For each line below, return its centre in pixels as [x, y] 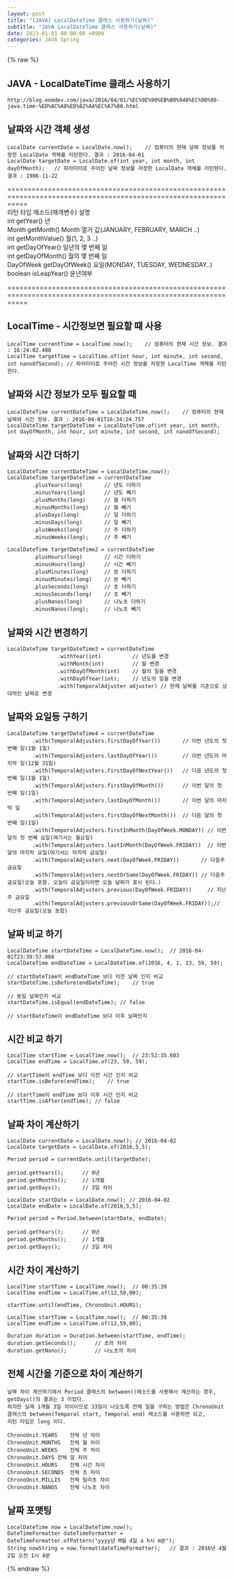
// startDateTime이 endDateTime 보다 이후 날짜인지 [78, 1016]
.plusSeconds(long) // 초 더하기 [84, 587]
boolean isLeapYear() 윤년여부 [50, 273]
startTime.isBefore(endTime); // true [68, 1081]
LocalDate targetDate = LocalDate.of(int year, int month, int [101, 161]
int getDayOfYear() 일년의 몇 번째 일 [58, 247]
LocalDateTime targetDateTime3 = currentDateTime [81, 649]
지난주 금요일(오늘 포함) [38, 911]
